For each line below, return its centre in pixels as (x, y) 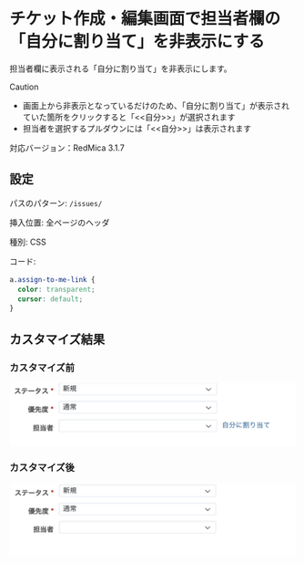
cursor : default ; (51, 299)
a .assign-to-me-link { (52, 279)
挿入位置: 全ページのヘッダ (60, 222)
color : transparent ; (56, 289)
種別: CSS (28, 242)
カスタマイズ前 (42, 368)
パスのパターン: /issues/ (56, 203)
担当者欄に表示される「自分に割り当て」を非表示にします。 (121, 68)
